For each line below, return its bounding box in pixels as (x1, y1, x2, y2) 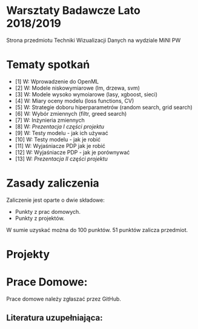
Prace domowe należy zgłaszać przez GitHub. (6, 295, 121, 302)
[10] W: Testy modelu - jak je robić (15, 136, 101, 143)
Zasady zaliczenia (6, 176, 100, 190)
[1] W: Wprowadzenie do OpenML (15, 78, 99, 85)
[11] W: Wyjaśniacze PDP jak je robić (15, 142, 106, 149)
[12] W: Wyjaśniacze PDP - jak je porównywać (15, 148, 130, 156)
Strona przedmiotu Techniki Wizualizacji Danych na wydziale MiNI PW (6, 36, 181, 44)
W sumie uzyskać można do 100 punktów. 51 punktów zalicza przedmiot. (6, 226, 188, 233)
